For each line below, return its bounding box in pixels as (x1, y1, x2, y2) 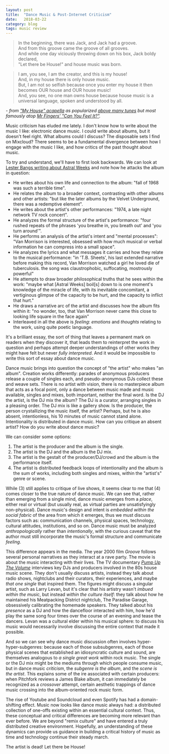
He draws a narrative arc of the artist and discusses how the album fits (13, 303, 160, 309)
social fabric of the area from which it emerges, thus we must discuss (6, 512, 150, 518)
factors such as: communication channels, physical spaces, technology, (6, 517, 155, 524)
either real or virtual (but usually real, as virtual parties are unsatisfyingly (6, 502, 156, 508)
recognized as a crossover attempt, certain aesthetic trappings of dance (6, 681, 155, 688)
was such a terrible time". (13, 185, 66, 191)
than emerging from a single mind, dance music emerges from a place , (6, 496, 153, 502)
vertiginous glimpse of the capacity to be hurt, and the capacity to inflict (13, 292, 163, 298)
